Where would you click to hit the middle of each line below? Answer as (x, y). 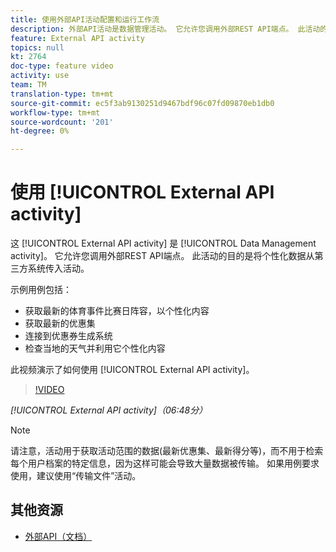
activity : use (40, 76)
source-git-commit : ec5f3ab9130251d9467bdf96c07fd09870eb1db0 (142, 103)
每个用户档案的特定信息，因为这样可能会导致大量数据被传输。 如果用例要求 (165, 463)
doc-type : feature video (62, 66)
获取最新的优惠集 (60, 323)
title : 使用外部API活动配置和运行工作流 (85, 19)
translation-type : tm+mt (62, 94)
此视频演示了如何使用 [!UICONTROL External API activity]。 (132, 370)
